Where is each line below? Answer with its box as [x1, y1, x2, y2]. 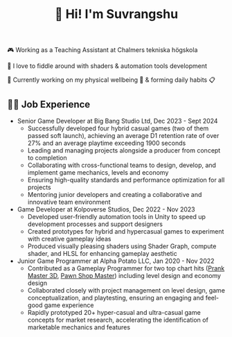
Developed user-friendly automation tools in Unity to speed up [27, 213, 206, 221]
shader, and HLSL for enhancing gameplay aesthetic [27, 250, 178, 257]
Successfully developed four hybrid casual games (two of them [27, 124, 209, 132]
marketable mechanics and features [27, 323, 130, 331]
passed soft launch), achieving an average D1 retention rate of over [27, 132, 220, 139]
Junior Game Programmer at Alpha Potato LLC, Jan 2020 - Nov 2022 [17, 257, 215, 265]
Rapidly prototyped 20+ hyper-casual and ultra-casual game [27, 309, 201, 316]
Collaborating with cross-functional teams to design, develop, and [27, 161, 217, 169]
